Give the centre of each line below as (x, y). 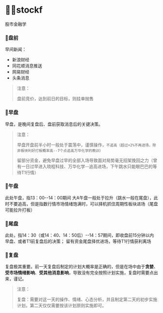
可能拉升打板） (20, 210)
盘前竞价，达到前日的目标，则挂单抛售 (55, 99)
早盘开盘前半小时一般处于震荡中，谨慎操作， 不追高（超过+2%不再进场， (85, 145)
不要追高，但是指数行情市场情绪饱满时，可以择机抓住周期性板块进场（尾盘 (83, 203)
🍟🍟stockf (24, 10)
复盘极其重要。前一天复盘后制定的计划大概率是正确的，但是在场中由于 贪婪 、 (81, 267)
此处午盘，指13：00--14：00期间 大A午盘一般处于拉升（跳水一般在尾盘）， (79, 198)
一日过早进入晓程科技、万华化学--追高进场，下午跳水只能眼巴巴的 (87, 166)
